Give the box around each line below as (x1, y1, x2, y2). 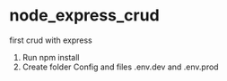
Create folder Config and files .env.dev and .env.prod (22, 61, 219, 72)
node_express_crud (9, 5, 160, 26)
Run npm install (22, 52, 80, 62)
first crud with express (9, 35, 92, 45)
